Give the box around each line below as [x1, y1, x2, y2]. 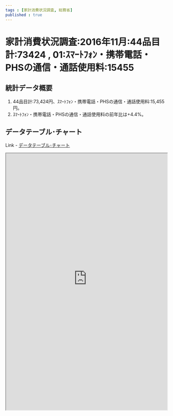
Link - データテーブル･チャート [5, 142, 70, 148]
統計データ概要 [5, 84, 53, 92]
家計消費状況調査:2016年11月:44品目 [5, 36, 160, 48]
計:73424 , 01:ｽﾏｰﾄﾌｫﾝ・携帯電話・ [5, 49, 151, 61]
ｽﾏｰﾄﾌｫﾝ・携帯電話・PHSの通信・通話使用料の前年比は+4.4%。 [12, 111, 146, 117]
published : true [5, 12, 42, 17]
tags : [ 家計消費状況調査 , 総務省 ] [5, 7, 73, 13]
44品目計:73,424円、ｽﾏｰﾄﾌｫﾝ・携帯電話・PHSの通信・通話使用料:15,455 [12, 98, 165, 104]
